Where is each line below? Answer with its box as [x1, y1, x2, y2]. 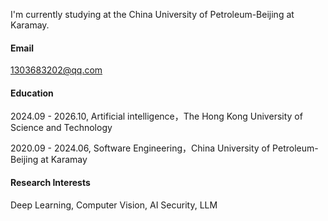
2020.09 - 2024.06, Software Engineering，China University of [10, 142, 271, 154]
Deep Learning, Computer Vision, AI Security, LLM [10, 199, 218, 211]
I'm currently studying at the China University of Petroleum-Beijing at [10, 9, 295, 20]
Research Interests [10, 177, 91, 188]
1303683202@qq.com [10, 64, 103, 76]
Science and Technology [10, 122, 113, 134]
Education [10, 87, 54, 99]
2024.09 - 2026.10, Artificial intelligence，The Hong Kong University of [10, 110, 303, 123]
